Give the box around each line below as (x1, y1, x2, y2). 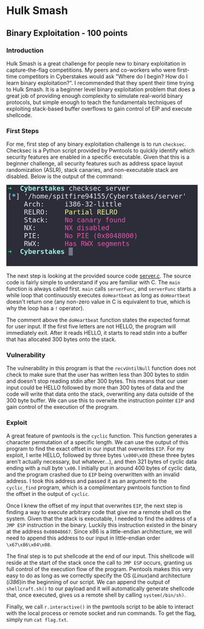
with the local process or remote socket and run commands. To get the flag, (6, 610, 196, 617)
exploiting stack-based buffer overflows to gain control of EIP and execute (6, 105, 192, 112)
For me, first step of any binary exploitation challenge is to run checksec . (6, 140, 186, 148)
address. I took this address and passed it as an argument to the (6, 478, 167, 485)
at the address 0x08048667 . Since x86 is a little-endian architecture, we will (6, 528, 192, 535)
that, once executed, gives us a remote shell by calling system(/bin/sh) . (6, 591, 186, 599)
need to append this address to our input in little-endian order (6, 534, 161, 541)
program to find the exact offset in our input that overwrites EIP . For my (6, 445, 185, 453)
